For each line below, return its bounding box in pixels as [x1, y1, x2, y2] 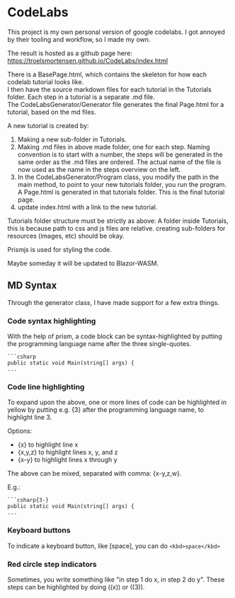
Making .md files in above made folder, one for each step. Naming [17, 142, 210, 151]
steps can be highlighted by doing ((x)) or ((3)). [7, 582, 145, 591]
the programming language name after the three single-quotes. [7, 340, 192, 348]
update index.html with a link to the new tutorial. [17, 202, 158, 211]
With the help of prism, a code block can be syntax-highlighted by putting [7, 332, 222, 340]
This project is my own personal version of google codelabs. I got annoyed [7, 28, 225, 36]
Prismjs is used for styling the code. [7, 245, 112, 253]
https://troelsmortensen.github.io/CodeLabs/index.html [7, 56, 168, 64]
